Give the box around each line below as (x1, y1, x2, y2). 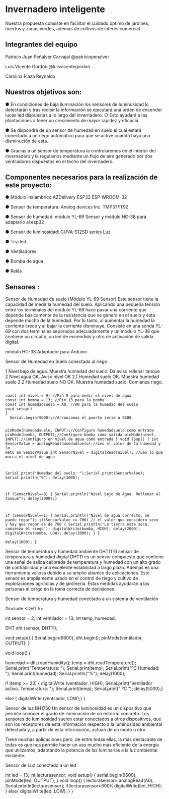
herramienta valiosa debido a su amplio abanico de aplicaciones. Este (5, 569, 150, 576)
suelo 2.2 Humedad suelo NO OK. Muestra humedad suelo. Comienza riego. (5, 379, 163, 385)
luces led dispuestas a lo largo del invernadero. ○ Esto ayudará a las (5, 112, 147, 118)
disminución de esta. (5, 138, 49, 144)
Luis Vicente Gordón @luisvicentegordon (5, 63, 91, 69)
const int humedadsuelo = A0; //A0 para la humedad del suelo (5, 402, 138, 407)
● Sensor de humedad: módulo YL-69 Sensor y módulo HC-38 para (5, 214, 147, 220)
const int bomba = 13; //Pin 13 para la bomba (5, 398, 105, 403)
